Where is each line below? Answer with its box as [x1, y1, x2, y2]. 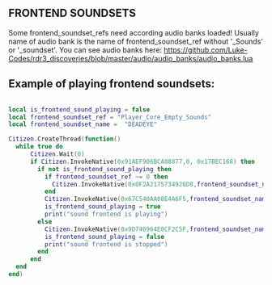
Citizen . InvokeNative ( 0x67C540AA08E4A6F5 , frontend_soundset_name [44, 195, 270, 203]
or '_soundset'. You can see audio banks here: [8, 44, 163, 55]
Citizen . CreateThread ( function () [8, 135, 121, 144]
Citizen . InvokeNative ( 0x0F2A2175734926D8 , [51, 180, 198, 188]
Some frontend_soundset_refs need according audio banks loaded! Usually [8, 27, 259, 37]
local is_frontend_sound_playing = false [8, 105, 151, 114]
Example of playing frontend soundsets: [8, 77, 215, 91]
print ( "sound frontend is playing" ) [44, 210, 168, 218]
